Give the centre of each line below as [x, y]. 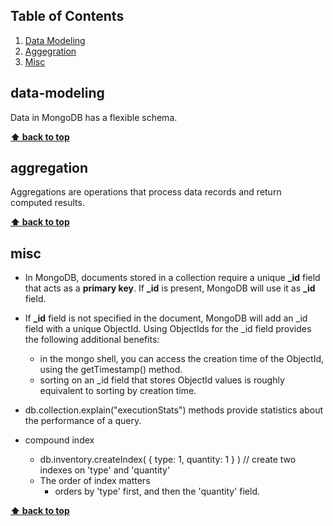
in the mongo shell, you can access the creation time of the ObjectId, [182, 359]
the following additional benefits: [92, 340]
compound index [59, 440]
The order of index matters [95, 481]
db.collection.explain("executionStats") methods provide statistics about [174, 410]
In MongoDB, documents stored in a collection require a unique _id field [172, 278]
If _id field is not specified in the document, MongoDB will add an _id [166, 318]
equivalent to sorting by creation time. [118, 391]
